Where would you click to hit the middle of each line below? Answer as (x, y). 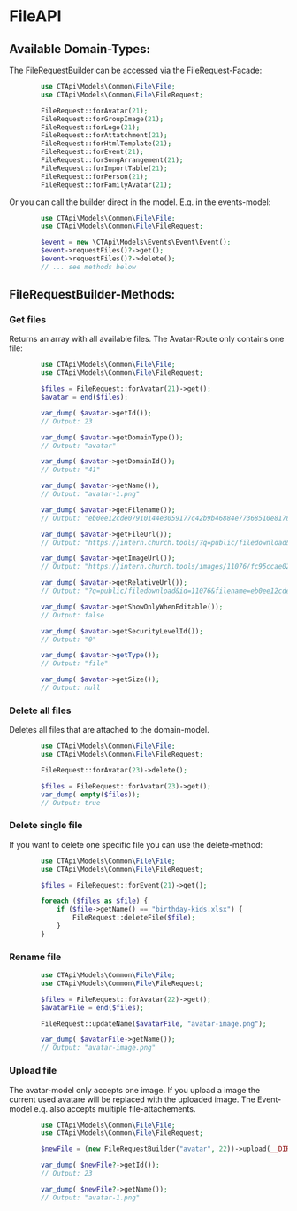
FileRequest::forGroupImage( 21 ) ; (103, 119)
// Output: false (72, 615)
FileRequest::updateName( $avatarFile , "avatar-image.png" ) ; (154, 1024)
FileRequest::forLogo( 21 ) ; (91, 127)
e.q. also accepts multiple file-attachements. (115, 1108)
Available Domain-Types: (80, 49)
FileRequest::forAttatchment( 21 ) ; (104, 136)
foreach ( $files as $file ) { (95, 901)
